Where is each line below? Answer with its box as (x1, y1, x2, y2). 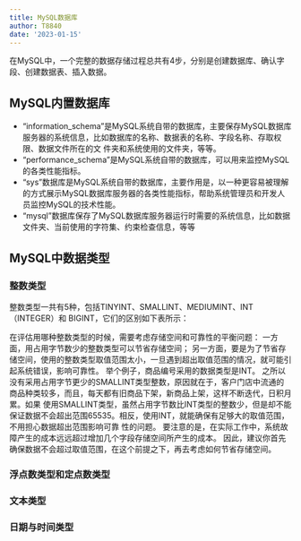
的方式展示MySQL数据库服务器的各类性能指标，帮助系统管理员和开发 (21, 188, 278, 199)
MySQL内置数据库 (9, 95, 110, 110)
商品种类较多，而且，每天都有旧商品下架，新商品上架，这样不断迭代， (9, 387, 269, 399)
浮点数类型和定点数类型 (9, 468, 110, 480)
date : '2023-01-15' (9, 30, 82, 39)
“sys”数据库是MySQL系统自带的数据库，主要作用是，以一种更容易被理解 (21, 176, 289, 188)
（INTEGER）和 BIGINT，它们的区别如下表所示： (9, 313, 190, 323)
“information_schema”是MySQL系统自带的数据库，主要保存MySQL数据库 (21, 121, 292, 132)
